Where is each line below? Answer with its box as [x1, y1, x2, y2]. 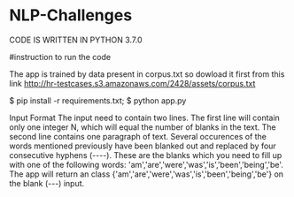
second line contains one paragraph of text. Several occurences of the [9, 131, 267, 141]
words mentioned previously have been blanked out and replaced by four [9, 140, 276, 151]
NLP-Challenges [9, 5, 133, 26]
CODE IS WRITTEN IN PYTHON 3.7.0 [9, 34, 143, 45]
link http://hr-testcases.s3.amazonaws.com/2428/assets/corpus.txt [9, 78, 256, 88]
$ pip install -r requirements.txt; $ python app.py [9, 95, 187, 106]
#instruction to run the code [9, 51, 112, 62]
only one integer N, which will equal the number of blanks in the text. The [9, 121, 276, 133]
